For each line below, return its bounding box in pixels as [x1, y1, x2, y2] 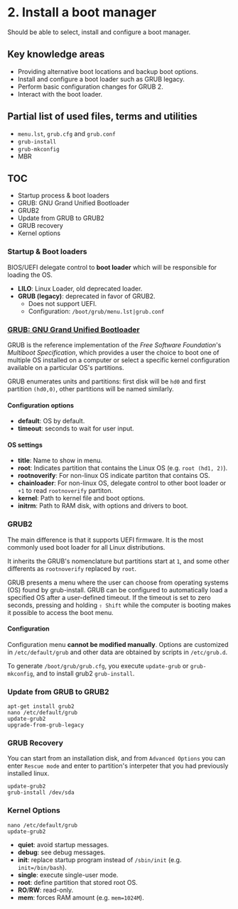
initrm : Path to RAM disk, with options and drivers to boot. [17, 501, 188, 510]
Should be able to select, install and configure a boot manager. [7, 28, 191, 36]
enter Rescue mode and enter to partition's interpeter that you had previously [7, 761, 229, 771]
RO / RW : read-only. [17, 886, 74, 894]
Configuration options [7, 401, 75, 409]
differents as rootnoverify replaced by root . [7, 564, 137, 572]
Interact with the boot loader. [17, 89, 103, 98]
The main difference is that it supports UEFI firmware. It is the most [7, 535, 204, 544]
